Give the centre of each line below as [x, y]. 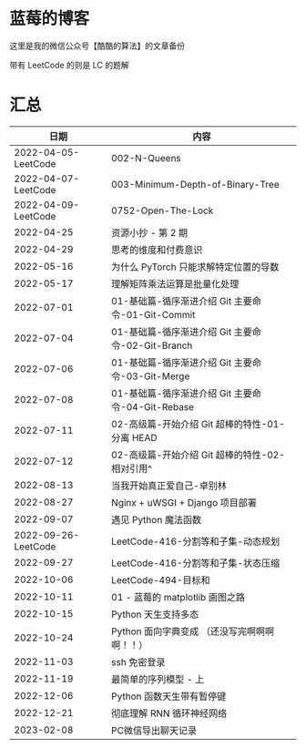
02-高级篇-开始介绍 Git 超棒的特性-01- [198, 424]
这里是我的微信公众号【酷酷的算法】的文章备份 [97, 46]
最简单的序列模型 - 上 [158, 679]
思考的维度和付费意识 [157, 250]
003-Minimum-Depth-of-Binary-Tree [195, 184]
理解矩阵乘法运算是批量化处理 [175, 283]
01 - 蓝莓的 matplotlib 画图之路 [178, 597]
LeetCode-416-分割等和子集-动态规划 [195, 541]
